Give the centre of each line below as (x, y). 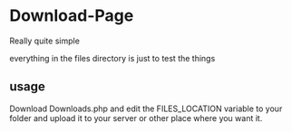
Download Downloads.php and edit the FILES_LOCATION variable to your (146, 108)
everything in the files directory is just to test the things (112, 58)
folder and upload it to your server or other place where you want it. (136, 118)
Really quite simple (44, 41)
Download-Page (72, 16)
